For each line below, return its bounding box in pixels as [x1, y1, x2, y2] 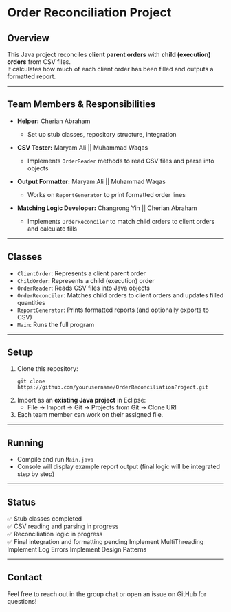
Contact [7, 571, 43, 583]
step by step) [16, 470, 55, 478]
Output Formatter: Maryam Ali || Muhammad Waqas [16, 177, 166, 185]
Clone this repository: [16, 365, 78, 373]
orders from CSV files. [7, 58, 71, 66]
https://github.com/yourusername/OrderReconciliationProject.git [16, 384, 208, 391]
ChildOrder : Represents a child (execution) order [16, 276, 155, 284]
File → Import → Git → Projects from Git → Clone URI [27, 403, 177, 411]
